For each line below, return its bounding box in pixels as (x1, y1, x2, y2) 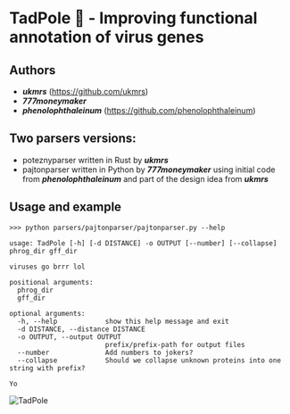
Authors (9, 62, 56, 78)
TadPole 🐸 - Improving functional (9, 8, 258, 29)
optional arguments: (9, 309, 87, 318)
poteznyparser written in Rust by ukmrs (21, 154, 170, 165)
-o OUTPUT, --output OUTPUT (17, 332, 122, 342)
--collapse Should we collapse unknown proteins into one (17, 356, 281, 365)
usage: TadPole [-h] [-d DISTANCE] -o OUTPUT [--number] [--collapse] (9, 238, 278, 248)
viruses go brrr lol (9, 262, 87, 271)
